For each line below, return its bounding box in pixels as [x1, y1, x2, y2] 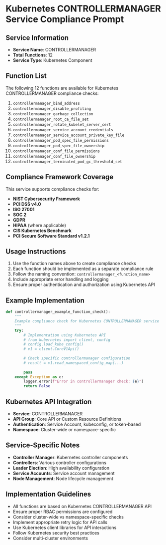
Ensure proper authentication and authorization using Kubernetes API [12, 281, 156, 287]
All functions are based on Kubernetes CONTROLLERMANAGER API [12, 503, 152, 509]
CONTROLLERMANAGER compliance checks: [5, 90, 99, 96]
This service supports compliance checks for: [5, 186, 100, 192]
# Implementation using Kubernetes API [23, 332, 106, 337]
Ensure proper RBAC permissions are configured [12, 509, 113, 515]
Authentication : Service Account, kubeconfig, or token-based [12, 421, 141, 427]
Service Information [5, 33, 69, 42]
